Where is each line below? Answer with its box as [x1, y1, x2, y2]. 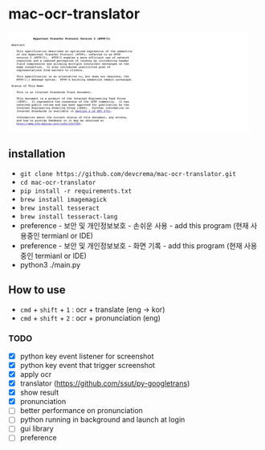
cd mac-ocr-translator [19, 178, 96, 186]
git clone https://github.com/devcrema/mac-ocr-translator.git [19, 170, 237, 178]
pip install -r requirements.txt [19, 186, 132, 195]
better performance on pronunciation [19, 406, 143, 415]
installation [8, 147, 66, 161]
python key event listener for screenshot [19, 351, 154, 361]
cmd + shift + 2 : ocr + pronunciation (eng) [19, 313, 161, 322]
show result [19, 387, 59, 398]
